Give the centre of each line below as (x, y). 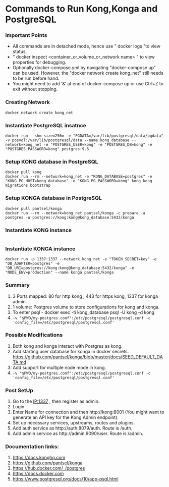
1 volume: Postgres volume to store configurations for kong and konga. (86, 307)
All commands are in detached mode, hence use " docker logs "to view (86, 46)
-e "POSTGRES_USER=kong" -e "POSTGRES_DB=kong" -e (98, 145)
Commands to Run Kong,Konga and (81, 9)
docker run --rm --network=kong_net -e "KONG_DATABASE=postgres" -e (79, 177)
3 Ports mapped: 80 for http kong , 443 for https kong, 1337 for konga (85, 296)
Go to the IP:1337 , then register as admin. (56, 401)
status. (19, 51)
